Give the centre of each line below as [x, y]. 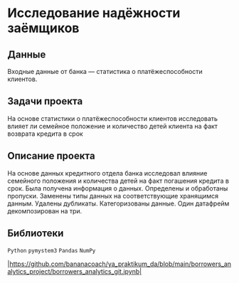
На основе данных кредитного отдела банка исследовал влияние [107, 173]
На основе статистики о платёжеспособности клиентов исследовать [113, 118]
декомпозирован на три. [45, 210]
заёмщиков [43, 28]
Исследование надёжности [94, 13]
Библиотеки [36, 234]
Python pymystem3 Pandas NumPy [52, 251]
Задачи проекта [45, 101]
